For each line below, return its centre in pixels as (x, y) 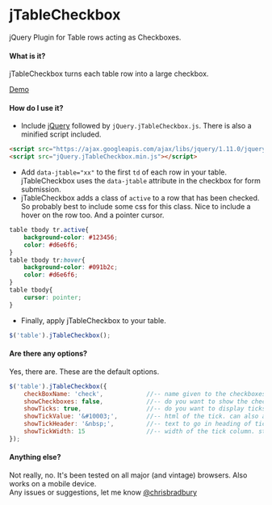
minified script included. (61, 134)
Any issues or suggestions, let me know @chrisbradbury (103, 492)
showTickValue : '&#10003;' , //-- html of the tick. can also (141, 417)
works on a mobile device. (53, 484)
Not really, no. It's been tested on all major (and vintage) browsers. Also (128, 475)
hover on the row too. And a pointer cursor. (92, 215)
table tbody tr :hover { (47, 260)
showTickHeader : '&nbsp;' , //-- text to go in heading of (138, 424)
